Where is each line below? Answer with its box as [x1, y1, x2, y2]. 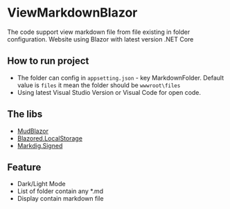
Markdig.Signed [17, 141, 63, 149]
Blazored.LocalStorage [17, 134, 83, 143]
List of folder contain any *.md [17, 187, 104, 195]
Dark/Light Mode [17, 180, 66, 188]
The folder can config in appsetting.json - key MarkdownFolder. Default [17, 73, 224, 82]
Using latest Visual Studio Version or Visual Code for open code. [17, 88, 202, 96]
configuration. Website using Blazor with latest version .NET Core [7, 35, 194, 43]
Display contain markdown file [17, 194, 104, 203]
